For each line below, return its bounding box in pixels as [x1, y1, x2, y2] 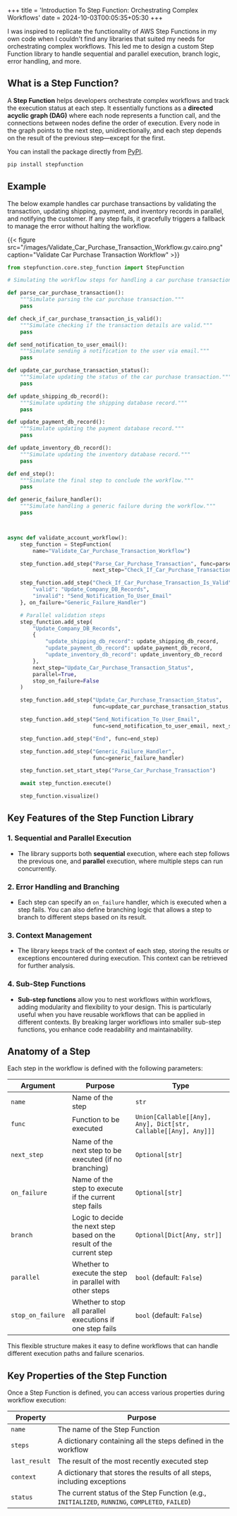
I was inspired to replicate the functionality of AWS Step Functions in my [7, 27, 217, 35]
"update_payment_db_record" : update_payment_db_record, [44, 644, 213, 652]
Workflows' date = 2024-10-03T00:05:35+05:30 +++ [7, 13, 164, 22]
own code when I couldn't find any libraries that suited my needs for [7, 35, 206, 43]
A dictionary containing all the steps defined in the [57, 1436, 224, 1446]
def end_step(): [7, 470, 55, 477]
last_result [11, 1457, 51, 1465]
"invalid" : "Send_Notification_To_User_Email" [32, 592, 172, 599]
